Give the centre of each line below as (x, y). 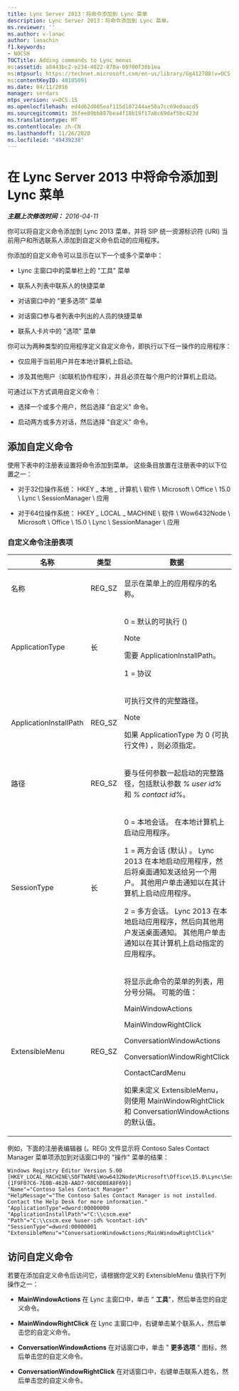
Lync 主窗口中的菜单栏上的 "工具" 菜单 (74, 271)
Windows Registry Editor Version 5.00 (65, 1171)
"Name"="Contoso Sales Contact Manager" (68, 1190)
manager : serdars (33, 93)
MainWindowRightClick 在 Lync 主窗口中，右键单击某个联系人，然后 (119, 1323)
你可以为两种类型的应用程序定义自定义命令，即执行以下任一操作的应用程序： (119, 346)
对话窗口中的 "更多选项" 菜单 (60, 301)
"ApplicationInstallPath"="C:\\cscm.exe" (70, 1215)
